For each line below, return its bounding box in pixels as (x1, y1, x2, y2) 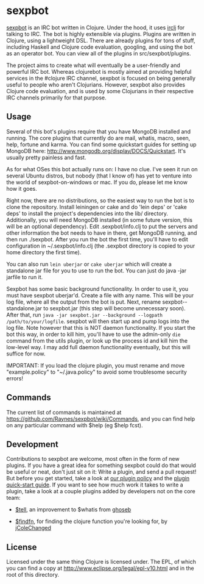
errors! (6, 374, 23, 382)
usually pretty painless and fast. (6, 154, 86, 161)
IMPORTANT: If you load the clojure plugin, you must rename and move (6, 361, 185, 369)
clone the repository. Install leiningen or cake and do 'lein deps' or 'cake (6, 203, 188, 210)
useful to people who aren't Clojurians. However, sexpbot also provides (6, 80, 186, 88)
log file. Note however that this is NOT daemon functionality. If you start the (6, 324, 196, 331)
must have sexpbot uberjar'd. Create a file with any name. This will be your (6, 291, 194, 299)
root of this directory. (6, 571, 60, 579)
